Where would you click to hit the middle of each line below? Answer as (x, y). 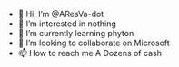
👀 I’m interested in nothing (67, 24)
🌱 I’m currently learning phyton (76, 33)
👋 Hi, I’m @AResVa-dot (61, 14)
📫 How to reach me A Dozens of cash (89, 53)
